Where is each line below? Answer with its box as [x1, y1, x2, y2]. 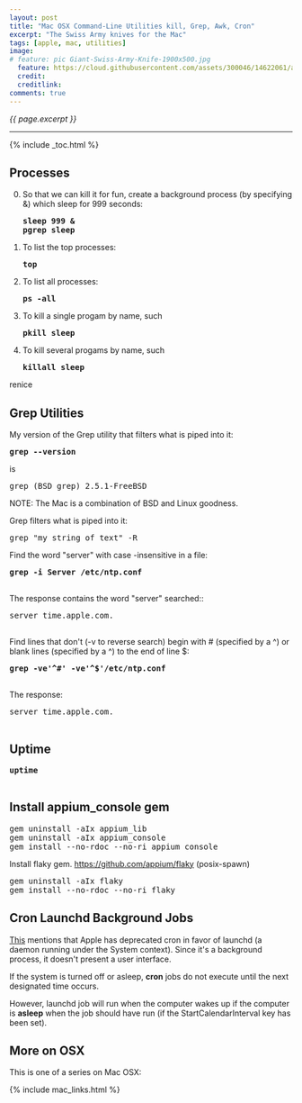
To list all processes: [22, 276, 99, 287]
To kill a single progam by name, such [22, 311, 164, 321]
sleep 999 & [22, 216, 75, 226]
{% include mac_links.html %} [9, 1084, 120, 1095]
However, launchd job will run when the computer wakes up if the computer [9, 998, 290, 1008]
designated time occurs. [9, 981, 100, 991]
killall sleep [22, 362, 85, 373]
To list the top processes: [22, 242, 117, 253]
